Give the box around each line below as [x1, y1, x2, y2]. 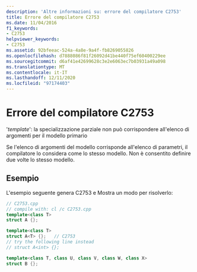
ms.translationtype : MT [6, 64, 65, 70]
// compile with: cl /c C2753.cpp [6, 206, 92, 212]
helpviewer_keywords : [6, 36, 60, 42]
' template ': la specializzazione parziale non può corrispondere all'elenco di [6, 125, 190, 132]
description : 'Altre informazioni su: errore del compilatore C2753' [6, 8, 182, 15]
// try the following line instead [6, 239, 94, 245]
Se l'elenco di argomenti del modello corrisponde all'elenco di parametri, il [6, 143, 188, 150]
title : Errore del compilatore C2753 [6, 14, 100, 20]
